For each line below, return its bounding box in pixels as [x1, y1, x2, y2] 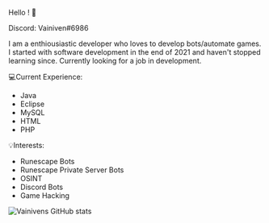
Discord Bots [19, 182, 64, 192]
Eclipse [19, 99, 45, 109]
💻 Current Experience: [8, 72, 83, 81]
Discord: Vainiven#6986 [8, 23, 89, 32]
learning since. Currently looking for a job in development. [8, 56, 202, 65]
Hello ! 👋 [8, 8, 36, 17]
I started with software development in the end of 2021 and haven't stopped [8, 47, 261, 56]
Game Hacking [19, 191, 70, 200]
